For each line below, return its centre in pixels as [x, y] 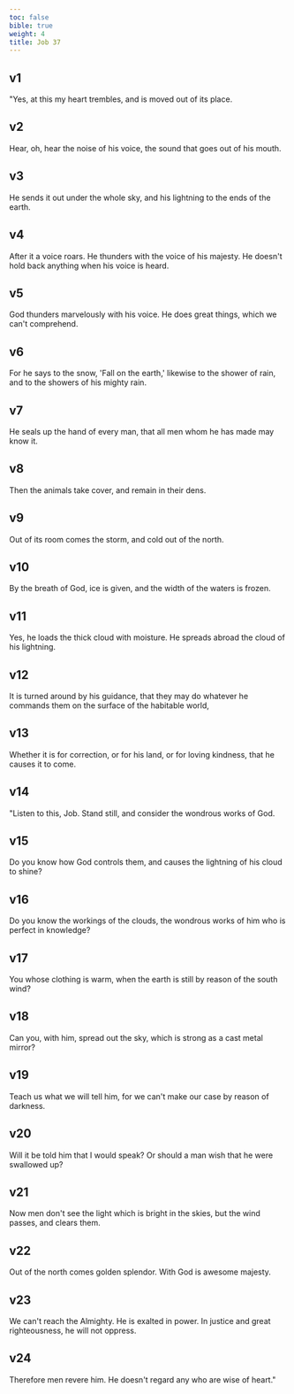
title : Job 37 [35, 42]
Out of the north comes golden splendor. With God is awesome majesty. [140, 1272]
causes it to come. [43, 764]
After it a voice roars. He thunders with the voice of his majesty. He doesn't [146, 256]
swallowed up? [36, 1164]
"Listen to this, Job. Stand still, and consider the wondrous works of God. [142, 813]
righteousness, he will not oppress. [73, 1330]
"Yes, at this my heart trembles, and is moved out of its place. [121, 99]
